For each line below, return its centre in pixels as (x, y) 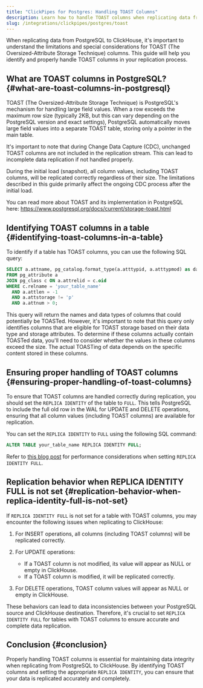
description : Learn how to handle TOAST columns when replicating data (98, 18)
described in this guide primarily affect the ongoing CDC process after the (98, 184)
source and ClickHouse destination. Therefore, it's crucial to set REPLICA (96, 613)
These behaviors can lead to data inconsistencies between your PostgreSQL (101, 606)
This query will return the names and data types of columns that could (94, 315)
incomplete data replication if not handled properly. (70, 160)
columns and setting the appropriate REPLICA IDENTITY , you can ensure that (100, 672)
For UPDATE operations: (45, 552)
